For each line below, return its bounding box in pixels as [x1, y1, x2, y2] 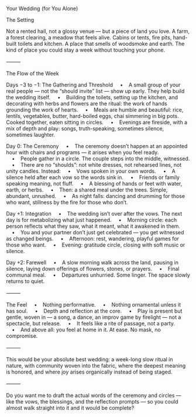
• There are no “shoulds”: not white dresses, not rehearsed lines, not [11, 162, 182, 168]
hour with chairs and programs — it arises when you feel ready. [6, 149, 159, 156]
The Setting [6, 16, 34, 23]
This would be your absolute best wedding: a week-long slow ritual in [6, 356, 173, 363]
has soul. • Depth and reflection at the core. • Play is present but [6, 308, 183, 314]
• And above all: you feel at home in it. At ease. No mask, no [11, 326, 161, 333]
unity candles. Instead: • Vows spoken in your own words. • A [6, 167, 176, 174]
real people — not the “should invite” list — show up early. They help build [6, 88, 185, 95]
